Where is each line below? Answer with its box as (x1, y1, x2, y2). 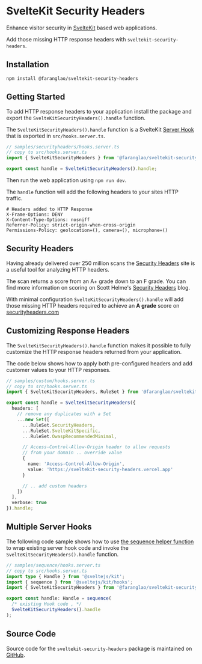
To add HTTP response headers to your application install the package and (6, 108, 192, 115)
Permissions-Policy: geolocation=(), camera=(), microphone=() (6, 227, 168, 234)
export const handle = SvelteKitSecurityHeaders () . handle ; (6, 166, 158, 172)
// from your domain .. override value (22, 449, 122, 456)
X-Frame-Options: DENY (6, 212, 63, 218)
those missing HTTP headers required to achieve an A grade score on (6, 302, 180, 309)
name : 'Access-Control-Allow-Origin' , (28, 461, 125, 467)
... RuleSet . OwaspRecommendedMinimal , (22, 433, 117, 439)
